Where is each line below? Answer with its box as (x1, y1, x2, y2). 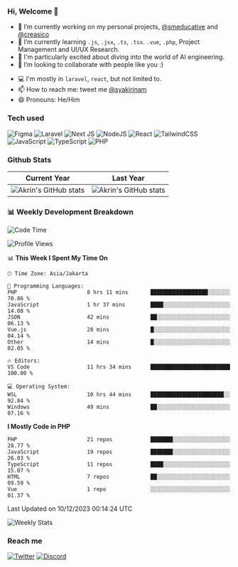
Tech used (7, 113, 45, 123)
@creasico (17, 30, 50, 38)
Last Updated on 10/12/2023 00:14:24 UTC (7, 504, 133, 513)
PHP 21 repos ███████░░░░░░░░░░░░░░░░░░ (7, 436, 231, 443)
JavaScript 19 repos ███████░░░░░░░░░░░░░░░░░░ (7, 448, 231, 456)
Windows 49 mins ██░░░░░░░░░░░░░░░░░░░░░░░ (7, 403, 231, 411)
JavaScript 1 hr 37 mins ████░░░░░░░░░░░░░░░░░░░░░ (7, 302, 231, 309)
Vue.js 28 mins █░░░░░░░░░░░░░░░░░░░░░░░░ (7, 327, 231, 334)
